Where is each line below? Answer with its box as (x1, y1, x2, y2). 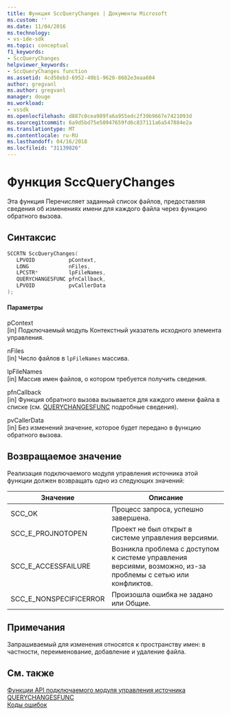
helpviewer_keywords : (7, 61, 69, 68)
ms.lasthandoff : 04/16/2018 (7, 139, 88, 145)
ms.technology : (7, 29, 51, 37)
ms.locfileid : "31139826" (7, 145, 81, 152)
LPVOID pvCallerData (16, 282, 107, 290)
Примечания (7, 622, 65, 634)
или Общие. (111, 598, 151, 607)
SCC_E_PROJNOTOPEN (10, 528, 87, 538)
